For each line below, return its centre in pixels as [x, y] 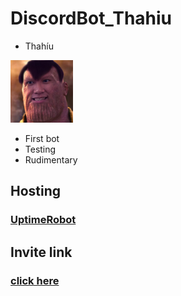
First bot [42, 138]
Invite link [41, 252]
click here [35, 280]
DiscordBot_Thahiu [91, 18]
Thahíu [39, 46]
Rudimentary [51, 159]
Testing [40, 149]
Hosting [36, 191]
